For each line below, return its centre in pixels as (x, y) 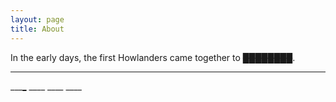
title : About (37, 29)
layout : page (37, 19)
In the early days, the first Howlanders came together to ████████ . (153, 57)
